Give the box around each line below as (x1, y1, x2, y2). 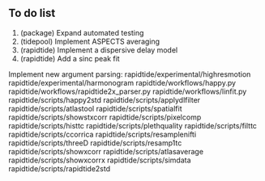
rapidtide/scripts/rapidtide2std (8, 163, 111, 173)
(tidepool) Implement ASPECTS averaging (19, 36, 160, 46)
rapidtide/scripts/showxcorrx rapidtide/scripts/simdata (8, 155, 192, 165)
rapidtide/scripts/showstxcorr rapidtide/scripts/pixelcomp (8, 112, 202, 122)
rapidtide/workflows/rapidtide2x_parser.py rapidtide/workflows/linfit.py (8, 86, 247, 96)
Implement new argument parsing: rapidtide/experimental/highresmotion (8, 69, 251, 79)
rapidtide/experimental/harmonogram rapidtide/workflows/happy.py (8, 78, 237, 87)
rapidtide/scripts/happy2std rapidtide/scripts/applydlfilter (8, 95, 201, 104)
